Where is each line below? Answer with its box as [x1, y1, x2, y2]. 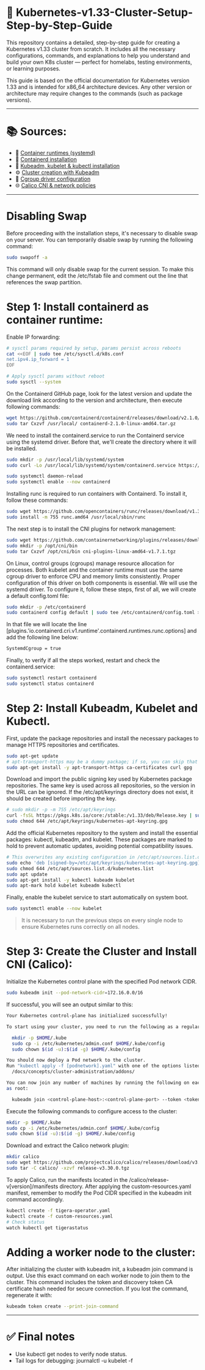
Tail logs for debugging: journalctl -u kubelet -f [15, 1357, 133, 1364]
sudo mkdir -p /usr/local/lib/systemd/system [6, 456, 124, 463]
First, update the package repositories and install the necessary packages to [6, 735, 199, 742]
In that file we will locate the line [6, 621, 87, 628]
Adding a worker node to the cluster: [6, 1245, 196, 1259]
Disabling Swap [6, 210, 87, 223]
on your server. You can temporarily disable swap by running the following [6, 236, 193, 243]
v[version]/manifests [6, 1183, 59, 1190]
